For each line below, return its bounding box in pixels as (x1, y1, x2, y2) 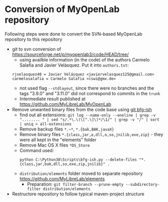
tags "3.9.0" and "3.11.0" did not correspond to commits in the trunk (19, 90, 160, 96)
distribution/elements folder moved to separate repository (19, 170, 143, 176)
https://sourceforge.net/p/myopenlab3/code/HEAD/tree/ (12, 51, 129, 57)
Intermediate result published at (19, 96, 86, 102)
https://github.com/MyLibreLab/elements (19, 175, 105, 182)
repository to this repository (5, 36, 62, 42)
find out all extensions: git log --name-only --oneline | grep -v (19, 112, 156, 118)
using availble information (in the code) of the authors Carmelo (19, 56, 150, 62)
